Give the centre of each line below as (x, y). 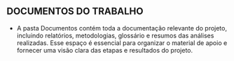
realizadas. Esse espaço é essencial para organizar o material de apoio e (122, 43)
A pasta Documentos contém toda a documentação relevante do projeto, (122, 28)
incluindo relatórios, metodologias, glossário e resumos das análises (115, 35)
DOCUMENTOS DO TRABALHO (75, 11)
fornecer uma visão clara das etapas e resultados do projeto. (105, 50)
